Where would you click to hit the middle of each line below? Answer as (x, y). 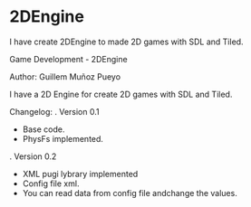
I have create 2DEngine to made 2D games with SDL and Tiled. (126, 42)
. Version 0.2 (33, 156)
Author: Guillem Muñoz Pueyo (65, 76)
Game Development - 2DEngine (69, 59)
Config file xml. (51, 183)
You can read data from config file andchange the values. (130, 193)
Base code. (43, 129)
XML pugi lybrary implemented (80, 174)
